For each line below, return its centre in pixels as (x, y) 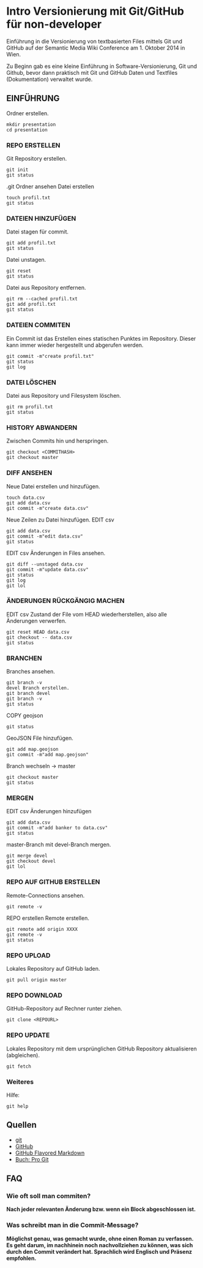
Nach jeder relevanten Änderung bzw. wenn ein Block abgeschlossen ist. (101, 1209)
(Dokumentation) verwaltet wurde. (50, 79)
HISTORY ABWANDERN (42, 427)
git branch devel (28, 694)
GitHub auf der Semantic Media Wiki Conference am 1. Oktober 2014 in (96, 48)
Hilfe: (13, 1095)
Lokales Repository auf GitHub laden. (53, 969)
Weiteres (20, 1082)
